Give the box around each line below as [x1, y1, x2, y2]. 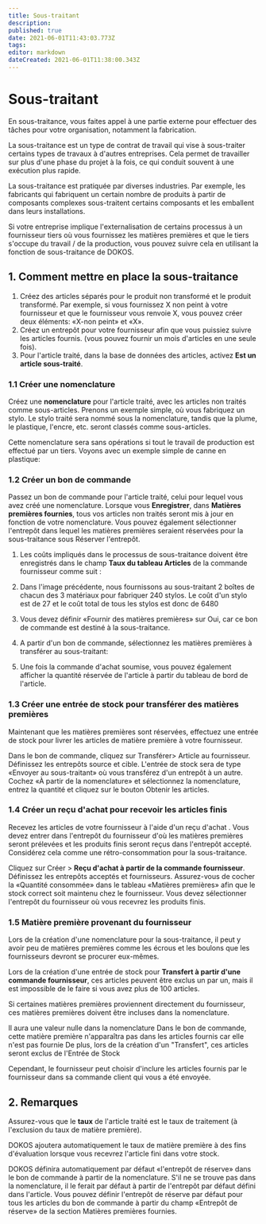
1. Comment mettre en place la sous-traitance [8, 270, 239, 284]
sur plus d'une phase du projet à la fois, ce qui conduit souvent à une [8, 157, 234, 167]
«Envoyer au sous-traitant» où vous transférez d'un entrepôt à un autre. [8, 768, 244, 777]
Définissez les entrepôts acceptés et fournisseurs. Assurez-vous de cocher [8, 871, 256, 881]
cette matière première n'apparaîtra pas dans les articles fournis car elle [8, 1032, 245, 1041]
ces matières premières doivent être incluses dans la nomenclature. [8, 1008, 230, 1017]
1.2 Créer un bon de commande [8, 474, 131, 485]
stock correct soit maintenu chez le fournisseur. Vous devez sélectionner [8, 888, 247, 898]
